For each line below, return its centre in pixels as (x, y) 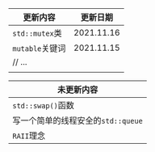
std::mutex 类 (37, 33)
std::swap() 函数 (44, 106)
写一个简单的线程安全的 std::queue (77, 120)
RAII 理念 (29, 135)
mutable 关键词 (39, 48)
